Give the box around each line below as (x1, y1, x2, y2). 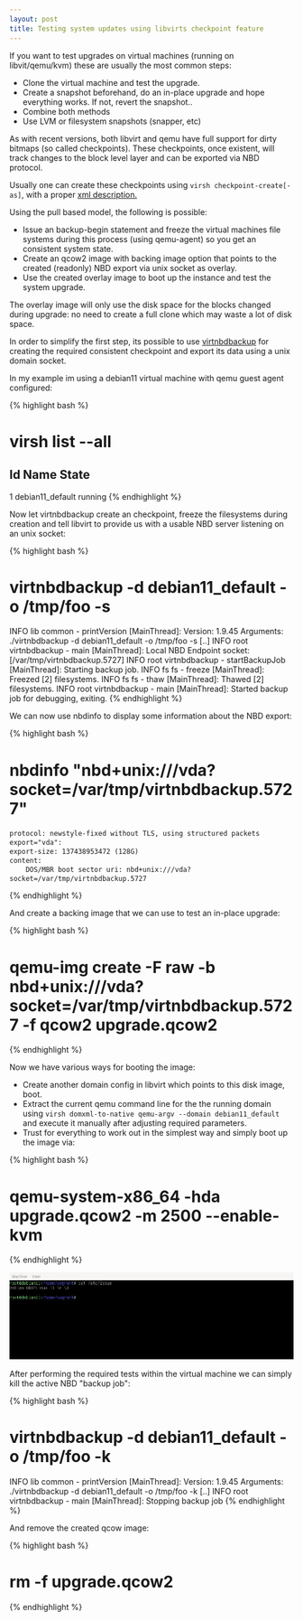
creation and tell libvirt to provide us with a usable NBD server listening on (9, 518, 284, 529)
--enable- (205, 1205, 280, 1226)
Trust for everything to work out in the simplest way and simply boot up (22, 1128, 289, 1138)
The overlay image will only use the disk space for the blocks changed (9, 299, 271, 310)
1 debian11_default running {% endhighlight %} (9, 491, 182, 501)
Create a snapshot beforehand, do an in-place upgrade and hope (22, 87, 265, 98)
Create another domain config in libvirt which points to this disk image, (22, 1080, 286, 1091)
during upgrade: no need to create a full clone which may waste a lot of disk (9, 308, 293, 320)
